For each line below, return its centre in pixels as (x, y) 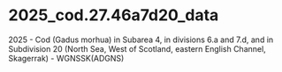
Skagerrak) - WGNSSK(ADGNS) (66, 58)
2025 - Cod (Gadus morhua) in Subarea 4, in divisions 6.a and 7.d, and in (141, 40)
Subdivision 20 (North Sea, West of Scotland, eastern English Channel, (137, 48)
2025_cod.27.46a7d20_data (114, 15)
